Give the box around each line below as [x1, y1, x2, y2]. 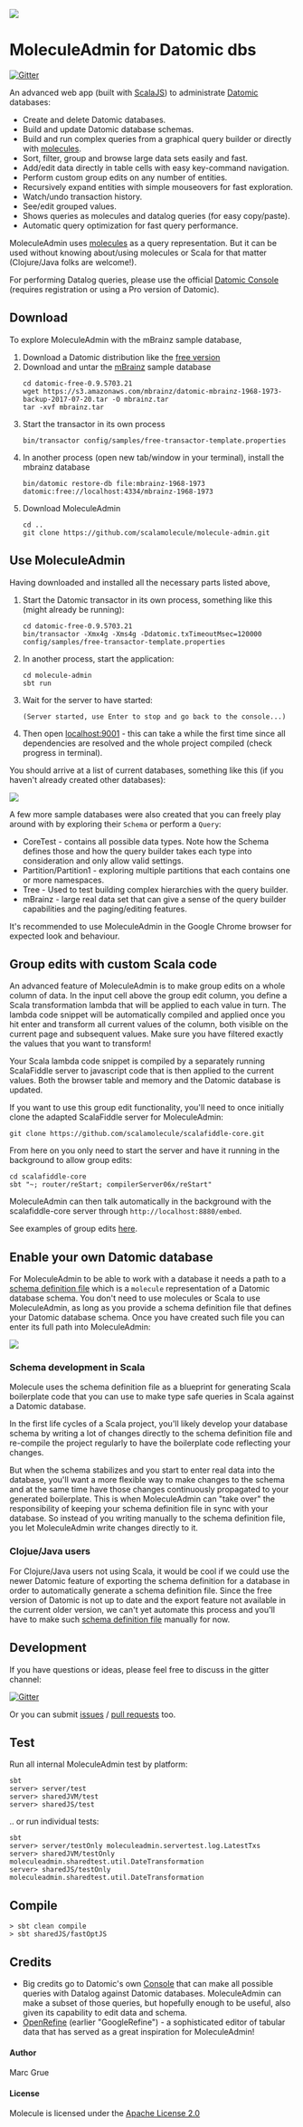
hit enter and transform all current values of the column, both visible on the [9, 1019, 289, 1030]
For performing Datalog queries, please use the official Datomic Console [9, 274, 279, 285]
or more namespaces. [22, 874, 105, 885]
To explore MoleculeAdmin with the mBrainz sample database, [9, 334, 242, 345]
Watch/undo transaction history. [22, 191, 143, 202]
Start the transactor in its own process [22, 418, 166, 429]
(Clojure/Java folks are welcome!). [9, 256, 137, 267]
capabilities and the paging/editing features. [22, 903, 187, 914]
